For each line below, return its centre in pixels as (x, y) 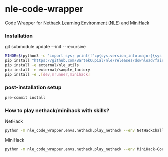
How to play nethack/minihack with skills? (57, 110)
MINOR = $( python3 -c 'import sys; (40, 56)
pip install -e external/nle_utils (42, 65)
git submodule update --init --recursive (46, 47)
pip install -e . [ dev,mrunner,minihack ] (48, 74)
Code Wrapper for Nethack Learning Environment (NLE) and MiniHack (77, 23)
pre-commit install (25, 98)
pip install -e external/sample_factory (48, 70)
